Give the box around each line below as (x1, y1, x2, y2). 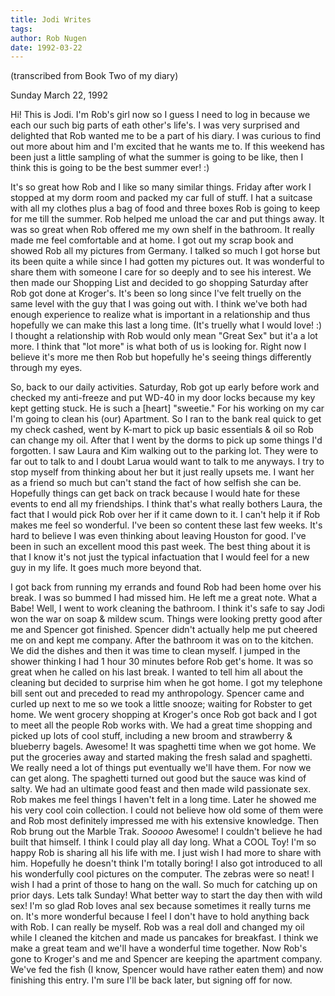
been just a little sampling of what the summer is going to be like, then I (10, 151, 304, 163)
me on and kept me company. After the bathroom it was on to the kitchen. (10, 634, 314, 646)
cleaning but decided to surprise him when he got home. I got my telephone (10, 677, 323, 689)
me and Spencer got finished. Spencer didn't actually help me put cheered (10, 624, 318, 636)
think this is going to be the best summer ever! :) (10, 162, 210, 174)
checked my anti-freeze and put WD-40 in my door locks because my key (10, 392, 316, 404)
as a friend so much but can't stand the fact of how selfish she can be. (10, 477, 302, 489)
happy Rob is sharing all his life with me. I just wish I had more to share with (10, 847, 322, 859)
